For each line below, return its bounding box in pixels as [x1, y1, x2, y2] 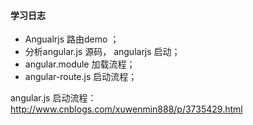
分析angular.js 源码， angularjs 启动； [24, 46, 181, 58]
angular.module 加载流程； [24, 58, 136, 70]
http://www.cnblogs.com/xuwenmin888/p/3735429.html [10, 103, 243, 115]
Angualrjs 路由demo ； [24, 33, 120, 45]
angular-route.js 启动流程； [24, 71, 138, 83]
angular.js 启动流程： [10, 92, 97, 104]
